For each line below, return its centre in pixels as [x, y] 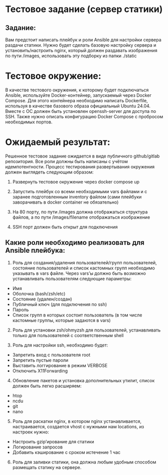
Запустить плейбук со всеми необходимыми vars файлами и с [80, 191]
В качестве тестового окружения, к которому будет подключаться [77, 90]
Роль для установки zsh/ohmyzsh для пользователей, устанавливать [87, 330]
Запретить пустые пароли [40, 360]
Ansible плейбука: [35, 251]
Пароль [21, 309]
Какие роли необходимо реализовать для [75, 243]
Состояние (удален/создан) [42, 299]
